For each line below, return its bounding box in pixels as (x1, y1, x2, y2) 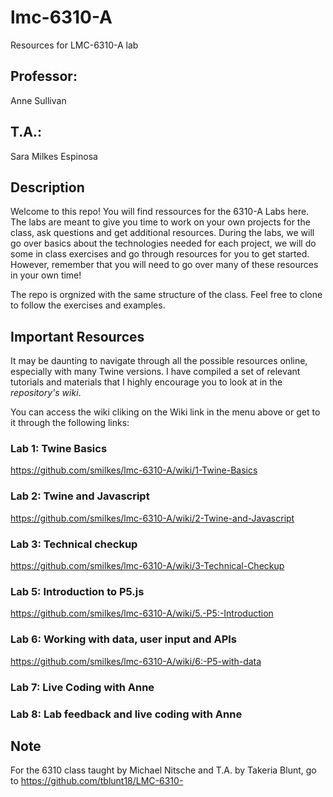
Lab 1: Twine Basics (10, 442, 108, 456)
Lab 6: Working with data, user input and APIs (10, 632, 238, 646)
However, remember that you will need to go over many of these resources (10, 259, 319, 271)
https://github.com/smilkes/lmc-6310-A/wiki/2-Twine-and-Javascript (10, 512, 295, 524)
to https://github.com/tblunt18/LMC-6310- (10, 775, 184, 787)
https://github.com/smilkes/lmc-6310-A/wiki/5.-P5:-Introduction (10, 607, 274, 620)
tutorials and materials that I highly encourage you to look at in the (10, 376, 283, 388)
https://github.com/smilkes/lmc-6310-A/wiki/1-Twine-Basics (10, 464, 258, 476)
